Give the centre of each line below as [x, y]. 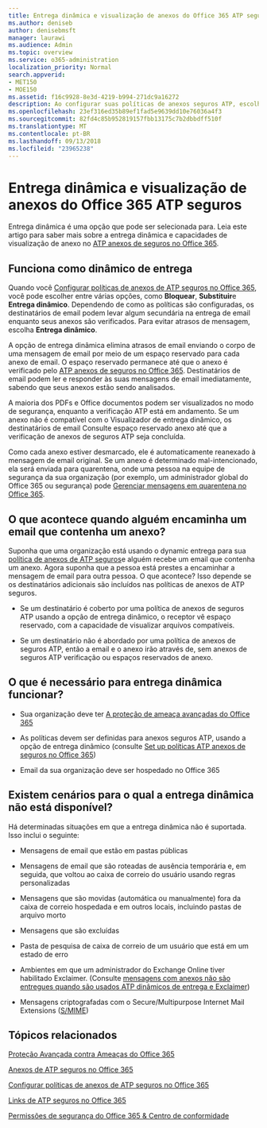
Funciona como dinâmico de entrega [101, 268]
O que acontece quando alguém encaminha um [128, 519]
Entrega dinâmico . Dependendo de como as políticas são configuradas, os [131, 305]
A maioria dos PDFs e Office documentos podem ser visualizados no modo [131, 403]
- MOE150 [23, 89]
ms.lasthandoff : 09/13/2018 [55, 141]
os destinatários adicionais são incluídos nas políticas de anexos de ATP [126, 584]
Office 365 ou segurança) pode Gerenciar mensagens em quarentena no [128, 486]
